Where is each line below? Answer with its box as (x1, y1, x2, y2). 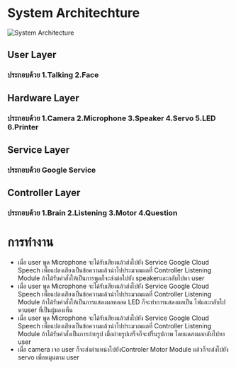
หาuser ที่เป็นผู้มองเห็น (17, 306, 73, 314)
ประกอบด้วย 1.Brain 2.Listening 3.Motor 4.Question (7, 208, 178, 218)
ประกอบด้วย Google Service (7, 165, 96, 175)
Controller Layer (7, 187, 81, 199)
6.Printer (7, 122, 39, 132)
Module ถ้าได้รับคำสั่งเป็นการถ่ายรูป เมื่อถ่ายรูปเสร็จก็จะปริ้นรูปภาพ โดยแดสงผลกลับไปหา (17, 330, 225, 338)
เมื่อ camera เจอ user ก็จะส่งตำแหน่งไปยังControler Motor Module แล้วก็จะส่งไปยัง (17, 345, 229, 354)
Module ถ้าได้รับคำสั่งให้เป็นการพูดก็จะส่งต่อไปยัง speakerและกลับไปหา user (17, 274, 205, 282)
